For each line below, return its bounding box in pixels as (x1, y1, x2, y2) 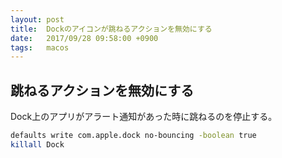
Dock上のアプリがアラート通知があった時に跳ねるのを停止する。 (10, 111, 278, 123)
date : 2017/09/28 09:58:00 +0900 (10, 33, 159, 43)
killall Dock (10, 139, 65, 150)
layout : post (10, 14, 65, 25)
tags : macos (10, 42, 70, 53)
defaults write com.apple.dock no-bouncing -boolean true (10, 131, 257, 141)
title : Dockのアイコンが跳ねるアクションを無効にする (10, 24, 213, 34)
